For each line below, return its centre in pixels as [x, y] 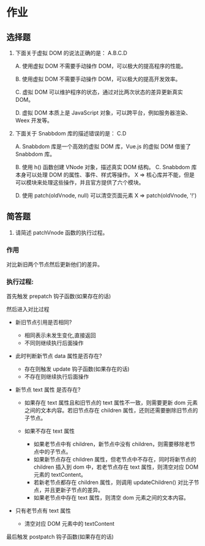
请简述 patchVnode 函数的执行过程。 [61, 232]
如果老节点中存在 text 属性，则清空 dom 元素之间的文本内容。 [111, 498]
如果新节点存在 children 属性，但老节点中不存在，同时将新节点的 [115, 460]
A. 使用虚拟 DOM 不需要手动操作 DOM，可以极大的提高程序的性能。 [101, 66]
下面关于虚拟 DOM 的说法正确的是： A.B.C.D [71, 53]
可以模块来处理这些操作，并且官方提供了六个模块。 [80, 182]
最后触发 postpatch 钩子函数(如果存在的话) [60, 537]
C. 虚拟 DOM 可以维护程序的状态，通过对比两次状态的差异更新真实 [99, 92]
